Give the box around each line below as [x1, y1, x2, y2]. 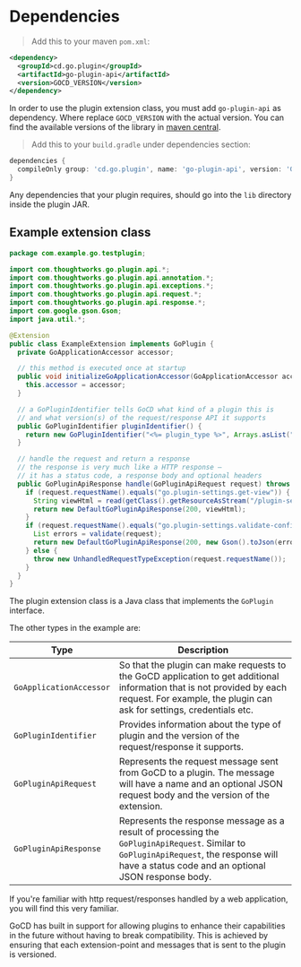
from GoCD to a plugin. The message [118, 766, 275, 779]
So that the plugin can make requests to [118, 659, 287, 671]
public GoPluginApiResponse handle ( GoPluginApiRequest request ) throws [17, 479, 291, 488]
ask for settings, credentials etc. [118, 704, 254, 716]
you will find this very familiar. [9, 903, 119, 914]
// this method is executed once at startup [17, 364, 186, 373]
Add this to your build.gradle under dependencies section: [30, 139, 251, 150]
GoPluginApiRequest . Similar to [118, 837, 246, 850]
